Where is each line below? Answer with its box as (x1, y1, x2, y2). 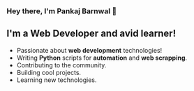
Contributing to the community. (16, 60, 107, 69)
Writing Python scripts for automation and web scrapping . (16, 53, 188, 62)
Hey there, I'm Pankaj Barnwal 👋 (6, 6, 117, 16)
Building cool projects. (16, 68, 82, 76)
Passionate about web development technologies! (16, 46, 163, 54)
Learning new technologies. (16, 76, 97, 84)
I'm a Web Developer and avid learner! (6, 28, 176, 40)
